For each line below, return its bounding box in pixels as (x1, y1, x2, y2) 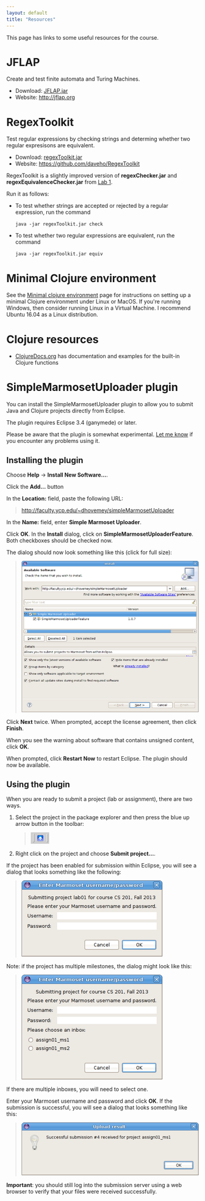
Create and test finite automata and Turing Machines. (6, 75, 140, 82)
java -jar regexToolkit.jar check (15, 221, 103, 227)
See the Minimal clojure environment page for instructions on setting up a (6, 291, 191, 299)
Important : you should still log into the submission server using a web (6, 1181, 182, 1188)
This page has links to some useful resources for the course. (6, 34, 159, 41)
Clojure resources (6, 332, 99, 346)
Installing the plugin (6, 455, 84, 465)
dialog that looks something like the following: (6, 868, 121, 876)
